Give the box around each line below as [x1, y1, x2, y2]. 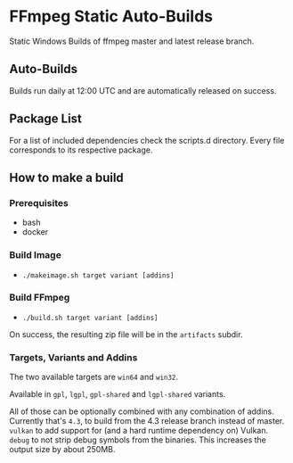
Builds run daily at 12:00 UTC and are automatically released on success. [9, 85, 277, 95]
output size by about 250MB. [9, 444, 116, 455]
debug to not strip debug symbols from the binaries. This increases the [9, 434, 267, 445]
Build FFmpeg [9, 292, 70, 304]
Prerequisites [9, 196, 69, 209]
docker [21, 227, 49, 237]
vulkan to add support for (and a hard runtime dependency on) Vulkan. [9, 426, 269, 436]
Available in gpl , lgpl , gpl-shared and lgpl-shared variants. [9, 389, 226, 400]
